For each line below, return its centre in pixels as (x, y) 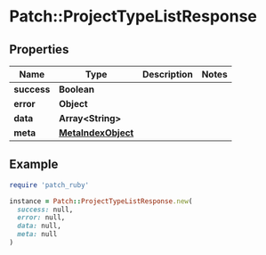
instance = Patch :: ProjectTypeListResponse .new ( (101, 201)
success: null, (45, 210)
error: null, (41, 218)
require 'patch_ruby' (49, 185)
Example (34, 165)
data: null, (40, 226)
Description (167, 74)
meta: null (37, 234)
